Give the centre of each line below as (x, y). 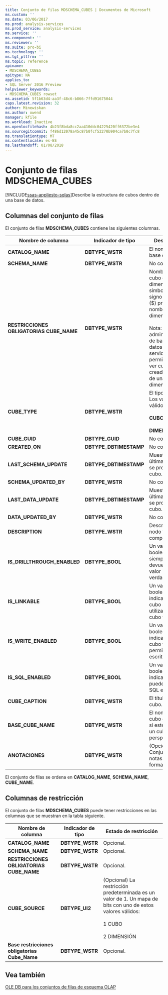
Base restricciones (30, 944)
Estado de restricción (132, 831)
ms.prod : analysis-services (34, 24)
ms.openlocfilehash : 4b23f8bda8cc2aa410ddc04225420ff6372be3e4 (72, 127)
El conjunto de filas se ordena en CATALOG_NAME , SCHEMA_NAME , (77, 777)
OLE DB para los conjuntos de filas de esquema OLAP (61, 987)
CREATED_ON (24, 447)
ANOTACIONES (26, 755)
